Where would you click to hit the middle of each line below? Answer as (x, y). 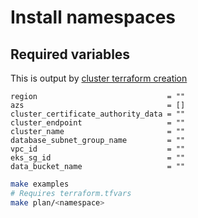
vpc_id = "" (98, 149)
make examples (40, 184)
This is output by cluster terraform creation (99, 78)
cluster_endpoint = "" (98, 123)
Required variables (70, 54)
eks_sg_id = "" (98, 158)
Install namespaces (93, 17)
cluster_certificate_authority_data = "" (98, 114)
